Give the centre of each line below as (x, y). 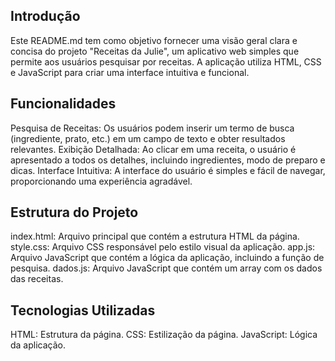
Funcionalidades (63, 104)
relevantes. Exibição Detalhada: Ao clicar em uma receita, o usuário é (153, 149)
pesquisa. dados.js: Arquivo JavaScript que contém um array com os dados (166, 268)
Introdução (45, 16)
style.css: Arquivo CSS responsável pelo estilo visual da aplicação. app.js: (163, 247)
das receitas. (37, 279)
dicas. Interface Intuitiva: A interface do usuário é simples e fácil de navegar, (168, 170)
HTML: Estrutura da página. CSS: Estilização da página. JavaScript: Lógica (164, 335)
